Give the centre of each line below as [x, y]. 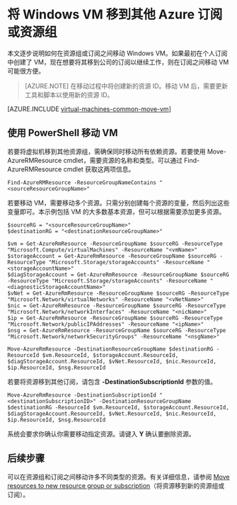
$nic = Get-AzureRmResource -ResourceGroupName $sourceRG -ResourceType [117, 305]
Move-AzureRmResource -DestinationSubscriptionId [82, 395]
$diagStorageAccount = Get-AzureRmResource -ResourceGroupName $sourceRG [118, 274]
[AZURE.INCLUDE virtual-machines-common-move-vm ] [89, 109]
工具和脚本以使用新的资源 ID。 [69, 95]
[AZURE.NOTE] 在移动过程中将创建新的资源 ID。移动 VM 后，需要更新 [126, 86]
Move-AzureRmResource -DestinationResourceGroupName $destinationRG [110, 349]
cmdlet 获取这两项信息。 [99, 169]
